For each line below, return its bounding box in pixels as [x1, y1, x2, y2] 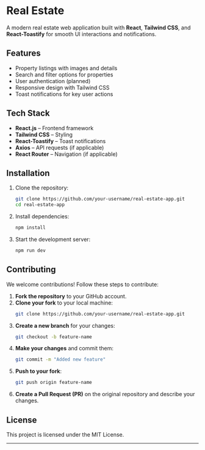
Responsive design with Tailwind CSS [15, 84, 110, 91]
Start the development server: [15, 236, 91, 243]
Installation [6, 168, 50, 178]
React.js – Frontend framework [15, 124, 94, 131]
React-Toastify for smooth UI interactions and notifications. [6, 30, 157, 37]
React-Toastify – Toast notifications [15, 137, 106, 144]
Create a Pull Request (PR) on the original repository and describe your [15, 391, 195, 398]
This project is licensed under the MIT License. [6, 431, 124, 438]
